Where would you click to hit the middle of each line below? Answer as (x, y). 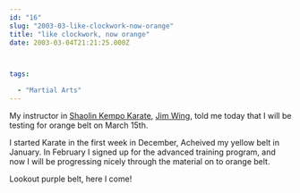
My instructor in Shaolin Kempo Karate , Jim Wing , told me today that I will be (150, 116)
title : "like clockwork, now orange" (80, 34)
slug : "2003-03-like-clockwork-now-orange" (92, 26)
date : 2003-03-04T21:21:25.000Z (69, 42)
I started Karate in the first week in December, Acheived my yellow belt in (145, 143)
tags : (19, 74)
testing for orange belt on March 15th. (79, 125)
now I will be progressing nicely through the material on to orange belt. (140, 161)
